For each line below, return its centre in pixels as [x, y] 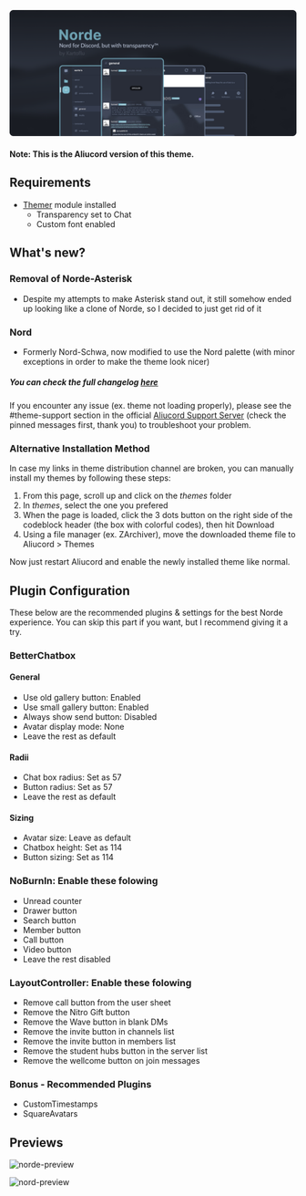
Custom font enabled [76, 224]
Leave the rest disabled [66, 959]
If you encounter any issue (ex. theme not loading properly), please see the [150, 405]
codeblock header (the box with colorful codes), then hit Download [148, 525]
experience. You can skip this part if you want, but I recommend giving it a [149, 622]
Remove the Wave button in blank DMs [95, 1022]
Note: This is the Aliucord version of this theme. [102, 154]
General [25, 677]
